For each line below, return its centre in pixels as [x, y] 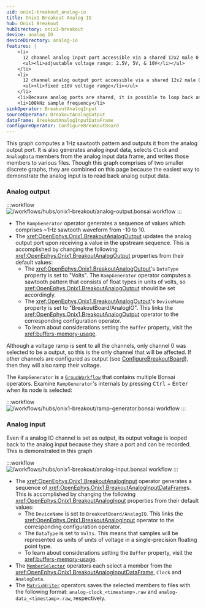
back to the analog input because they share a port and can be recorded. [99, 444]
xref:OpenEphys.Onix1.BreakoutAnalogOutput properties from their [100, 256]
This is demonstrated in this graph [50, 451]
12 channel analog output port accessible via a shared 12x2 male [109, 80]
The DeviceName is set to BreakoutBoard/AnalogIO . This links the [104, 513]
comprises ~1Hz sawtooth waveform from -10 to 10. [80, 230]
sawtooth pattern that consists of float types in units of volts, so [105, 282]
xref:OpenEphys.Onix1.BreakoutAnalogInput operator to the [99, 520]
